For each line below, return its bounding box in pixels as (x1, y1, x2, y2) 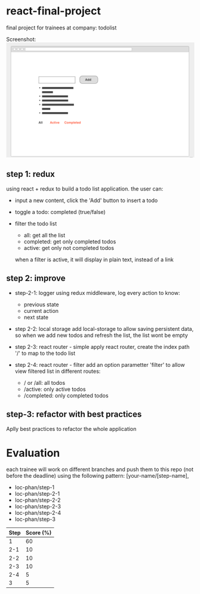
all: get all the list (23, 231, 66, 239)
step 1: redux (6, 169, 56, 179)
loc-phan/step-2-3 (14, 503, 61, 510)
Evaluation (6, 446, 60, 460)
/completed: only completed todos (23, 391, 109, 399)
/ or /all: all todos (23, 379, 66, 386)
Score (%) (26, 529, 52, 536)
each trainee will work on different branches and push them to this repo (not (6, 466, 194, 473)
